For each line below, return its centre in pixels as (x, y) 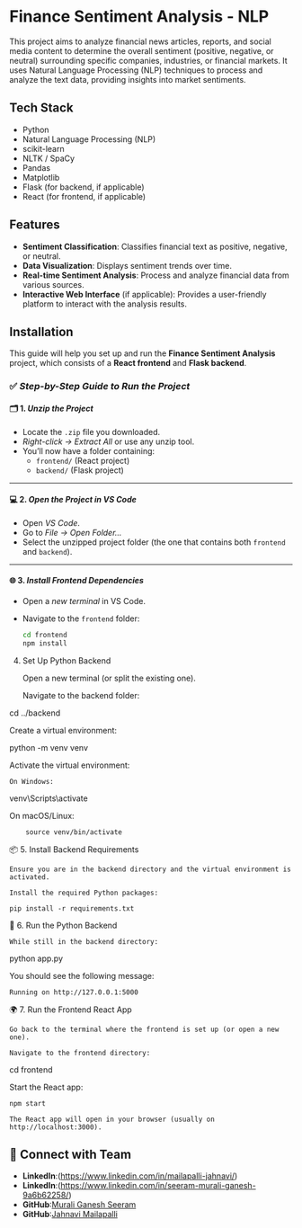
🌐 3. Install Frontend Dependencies (76, 581)
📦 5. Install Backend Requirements (74, 849)
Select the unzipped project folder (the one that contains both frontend (154, 542)
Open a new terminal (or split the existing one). (109, 678)
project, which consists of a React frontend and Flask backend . (128, 363)
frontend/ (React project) (83, 460)
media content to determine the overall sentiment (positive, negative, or (142, 50)
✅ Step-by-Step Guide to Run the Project (100, 387)
